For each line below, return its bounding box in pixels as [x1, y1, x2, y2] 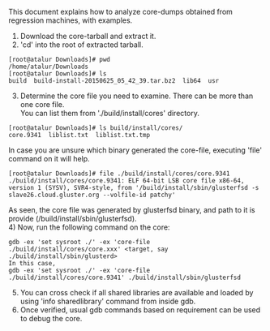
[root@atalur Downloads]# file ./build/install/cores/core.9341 [8, 170, 230, 178]
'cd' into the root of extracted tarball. [19, 40, 144, 49]
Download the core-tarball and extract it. [19, 32, 156, 41]
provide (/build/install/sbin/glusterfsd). [8, 214, 137, 223]
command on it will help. [8, 154, 91, 163]
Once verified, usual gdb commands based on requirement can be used [19, 305, 261, 315]
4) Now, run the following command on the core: [8, 222, 170, 232]
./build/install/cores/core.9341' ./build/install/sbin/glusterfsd [8, 273, 242, 282]
